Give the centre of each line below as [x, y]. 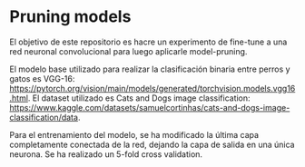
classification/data [44, 117]
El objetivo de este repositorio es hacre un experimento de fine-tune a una [148, 42]
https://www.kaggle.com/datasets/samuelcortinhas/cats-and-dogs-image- [150, 107]
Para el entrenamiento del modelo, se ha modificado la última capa [134, 134]
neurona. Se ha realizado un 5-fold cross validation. [106, 154]
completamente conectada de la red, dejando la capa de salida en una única [152, 144]
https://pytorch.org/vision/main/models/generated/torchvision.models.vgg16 [152, 88]
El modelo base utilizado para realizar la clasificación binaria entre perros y [150, 69]
